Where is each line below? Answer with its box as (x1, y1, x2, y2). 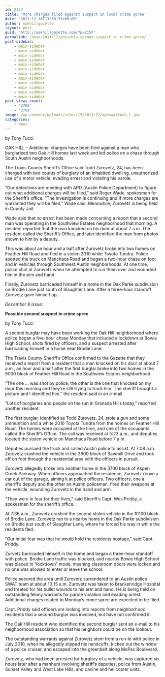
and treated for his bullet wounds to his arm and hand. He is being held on (5, 586, 156, 592)
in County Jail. (5, 205, 34, 212)
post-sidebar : (5, 39, 34, 44)
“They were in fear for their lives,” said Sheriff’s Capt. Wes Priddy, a (5, 495, 142, 502)
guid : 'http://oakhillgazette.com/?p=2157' (5, 30, 96, 35)
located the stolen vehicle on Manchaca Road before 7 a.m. (5, 436, 126, 442)
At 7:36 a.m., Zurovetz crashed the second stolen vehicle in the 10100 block (5, 510, 159, 517)
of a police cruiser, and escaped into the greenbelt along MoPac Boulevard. (5, 646, 159, 652)
